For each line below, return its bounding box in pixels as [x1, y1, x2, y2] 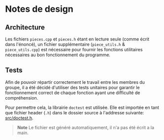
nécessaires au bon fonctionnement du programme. [5, 52, 111, 58]
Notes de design [5, 3, 74, 15]
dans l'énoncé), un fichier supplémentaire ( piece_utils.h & [5, 41, 125, 47]
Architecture [5, 23, 45, 32]
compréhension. [5, 95, 38, 101]
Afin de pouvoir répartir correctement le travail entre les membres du [5, 79, 145, 85]
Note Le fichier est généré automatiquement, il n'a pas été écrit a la [17, 124, 154, 130]
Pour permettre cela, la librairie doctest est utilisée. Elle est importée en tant [5, 105, 159, 110]
